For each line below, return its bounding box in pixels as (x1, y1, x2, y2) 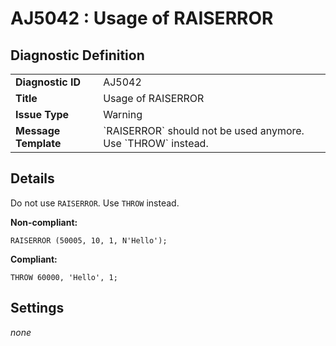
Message (15, 124, 61, 137)
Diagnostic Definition (10, 47, 145, 64)
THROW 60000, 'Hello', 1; (10, 272, 118, 282)
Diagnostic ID (15, 75, 81, 89)
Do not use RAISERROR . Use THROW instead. (10, 197, 180, 209)
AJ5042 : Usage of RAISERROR (10, 7, 274, 30)
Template (15, 137, 62, 150)
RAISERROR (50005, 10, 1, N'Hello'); (10, 235, 168, 246)
